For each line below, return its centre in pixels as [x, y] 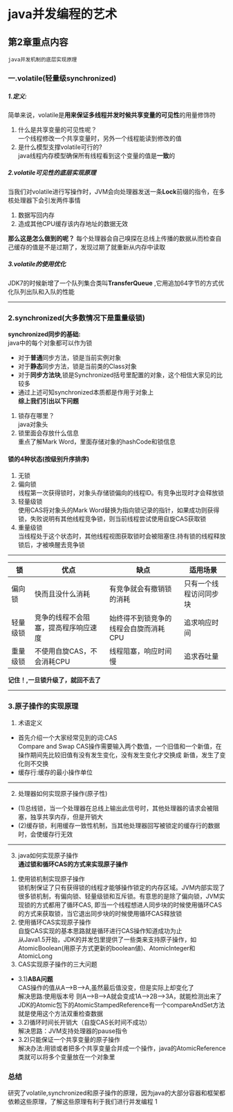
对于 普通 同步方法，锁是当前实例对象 [69, 358]
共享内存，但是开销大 [72, 817]
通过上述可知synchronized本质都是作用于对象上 [86, 392]
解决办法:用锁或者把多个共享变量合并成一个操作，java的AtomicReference [122, 1048]
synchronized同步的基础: [44, 334]
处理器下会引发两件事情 [47, 200]
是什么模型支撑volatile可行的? [60, 147]
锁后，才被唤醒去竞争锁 [51, 545]
